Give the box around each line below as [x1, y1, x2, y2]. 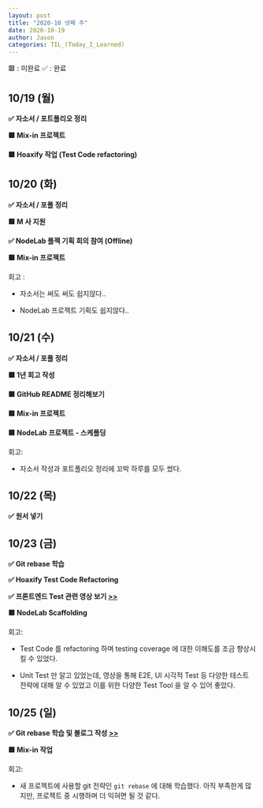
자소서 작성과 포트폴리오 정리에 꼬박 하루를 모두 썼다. [19, 463, 182, 473]
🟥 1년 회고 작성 [8, 370, 55, 380]
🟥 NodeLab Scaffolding [8, 608, 88, 618]
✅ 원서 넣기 [8, 511, 43, 521]
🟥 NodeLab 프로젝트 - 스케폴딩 [8, 428, 106, 437]
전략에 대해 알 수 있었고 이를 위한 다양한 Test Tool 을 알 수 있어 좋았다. [19, 680, 236, 690]
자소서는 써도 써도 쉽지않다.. [19, 289, 106, 298]
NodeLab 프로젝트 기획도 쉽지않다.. [19, 305, 130, 315]
